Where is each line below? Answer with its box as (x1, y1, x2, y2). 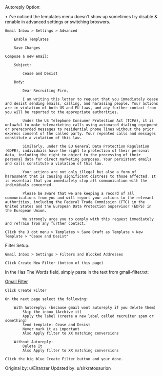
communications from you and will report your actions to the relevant (5, 195, 154, 200)
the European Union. (5, 208, 47, 213)
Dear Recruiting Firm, (22, 88, 69, 93)
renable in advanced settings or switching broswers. (5, 19, 111, 24)
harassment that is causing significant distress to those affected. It (5, 174, 156, 179)
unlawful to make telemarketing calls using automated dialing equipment (5, 122, 159, 127)
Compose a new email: (5, 54, 49, 59)
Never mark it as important (22, 327, 80, 331)
